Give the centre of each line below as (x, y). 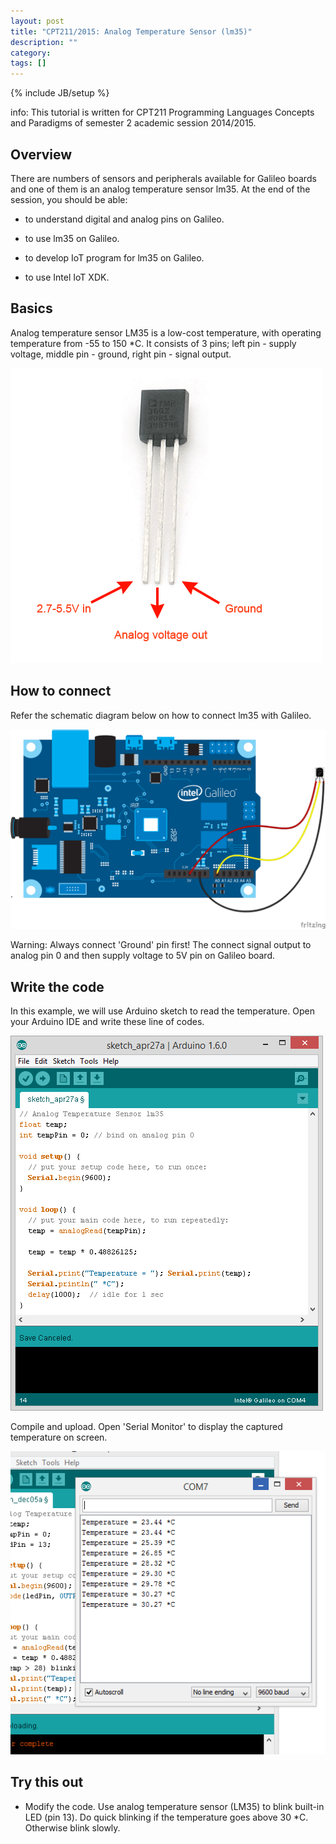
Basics (31, 308)
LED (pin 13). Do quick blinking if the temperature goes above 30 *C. (166, 1817)
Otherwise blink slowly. (72, 1827)
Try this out (47, 1782)
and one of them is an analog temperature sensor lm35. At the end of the (160, 189)
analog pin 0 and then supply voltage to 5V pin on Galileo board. (143, 956)
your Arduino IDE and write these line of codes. (107, 1022)
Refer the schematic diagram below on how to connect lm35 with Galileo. (161, 715)
